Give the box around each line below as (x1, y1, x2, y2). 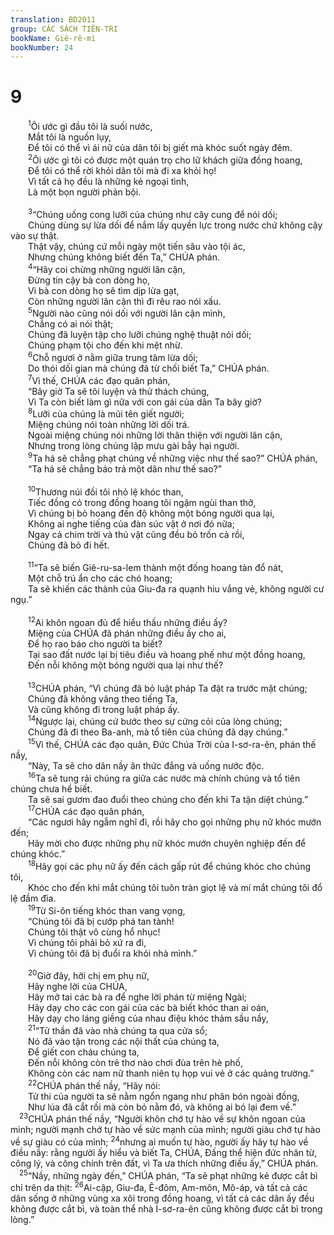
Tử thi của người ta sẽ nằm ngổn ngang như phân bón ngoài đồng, (28, 1090, 300, 1102)
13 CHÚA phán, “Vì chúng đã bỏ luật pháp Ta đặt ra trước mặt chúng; (28, 681, 308, 694)
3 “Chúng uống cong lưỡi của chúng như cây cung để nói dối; (28, 207, 278, 221)
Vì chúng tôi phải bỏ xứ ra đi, (28, 936, 147, 948)
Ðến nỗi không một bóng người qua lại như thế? (28, 659, 224, 671)
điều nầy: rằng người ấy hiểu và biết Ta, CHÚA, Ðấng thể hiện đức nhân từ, (10, 1146, 318, 1158)
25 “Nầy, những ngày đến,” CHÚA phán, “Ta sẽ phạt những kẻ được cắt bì (19, 1167, 318, 1181)
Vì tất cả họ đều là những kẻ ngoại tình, (28, 175, 190, 187)
